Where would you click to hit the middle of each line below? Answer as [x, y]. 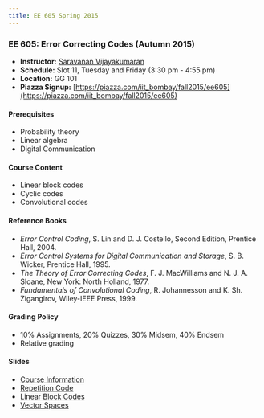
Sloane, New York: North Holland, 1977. [85, 281]
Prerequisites [31, 114]
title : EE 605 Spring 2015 [53, 16]
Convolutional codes [54, 203]
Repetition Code [47, 387]
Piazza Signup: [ [48, 87]
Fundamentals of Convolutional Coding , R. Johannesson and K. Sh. [131, 289]
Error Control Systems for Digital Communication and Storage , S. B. [132, 256]
